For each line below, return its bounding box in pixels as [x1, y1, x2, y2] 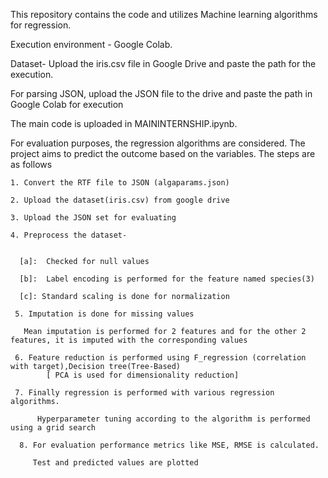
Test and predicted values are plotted [32, 458, 199, 468]
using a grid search [10, 423, 97, 433]
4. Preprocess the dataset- [10, 230, 128, 240]
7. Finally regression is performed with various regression [14, 388, 275, 398]
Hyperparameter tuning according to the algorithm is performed [36, 414, 311, 424]
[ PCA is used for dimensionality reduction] [46, 370, 240, 380]
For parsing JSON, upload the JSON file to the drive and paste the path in [10, 88, 313, 99]
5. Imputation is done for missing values [14, 309, 195, 319]
